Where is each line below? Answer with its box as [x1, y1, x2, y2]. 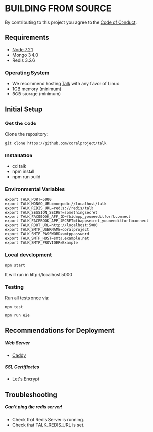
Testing [5, 283, 24, 290]
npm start [5, 263, 26, 268]
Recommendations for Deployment [5, 326, 115, 335]
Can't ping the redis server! [5, 404, 63, 410]
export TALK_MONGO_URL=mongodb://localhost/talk [5, 201, 107, 207]
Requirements [5, 33, 49, 42]
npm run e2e [5, 313, 30, 318]
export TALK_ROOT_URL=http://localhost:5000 [5, 223, 98, 228]
